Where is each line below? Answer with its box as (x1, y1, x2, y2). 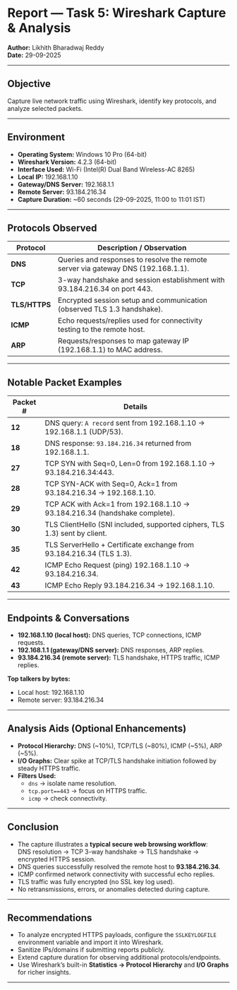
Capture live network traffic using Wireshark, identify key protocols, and (7, 97, 217, 105)
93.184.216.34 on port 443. (57, 284, 153, 294)
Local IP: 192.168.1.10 (17, 172, 78, 181)
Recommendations (7, 912, 92, 924)
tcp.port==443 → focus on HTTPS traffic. (28, 786, 147, 795)
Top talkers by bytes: (7, 674, 71, 683)
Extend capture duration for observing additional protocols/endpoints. (17, 953, 221, 962)
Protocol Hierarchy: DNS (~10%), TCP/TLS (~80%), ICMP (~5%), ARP (17, 741, 222, 750)
